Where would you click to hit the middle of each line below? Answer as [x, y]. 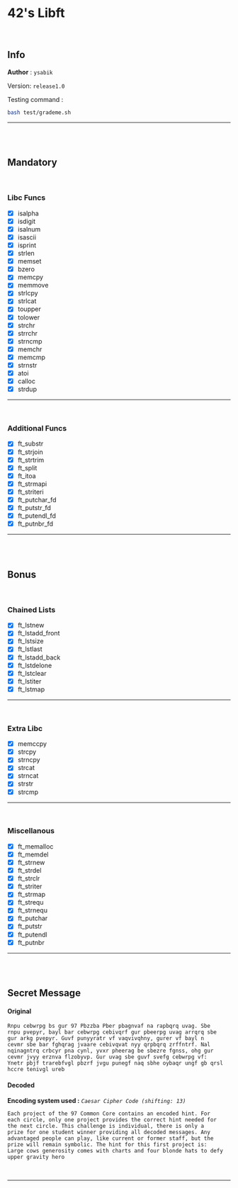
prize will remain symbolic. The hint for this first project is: [107, 1145]
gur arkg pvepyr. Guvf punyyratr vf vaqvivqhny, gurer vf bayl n [106, 1039]
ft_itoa [27, 475]
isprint [27, 245]
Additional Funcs [37, 429]
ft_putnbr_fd [35, 524]
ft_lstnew [31, 626]
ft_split [27, 468]
